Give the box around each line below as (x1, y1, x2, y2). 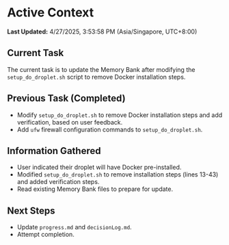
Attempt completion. (16, 231, 75, 239)
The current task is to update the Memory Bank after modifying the (7, 65, 196, 73)
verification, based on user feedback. (16, 118, 123, 126)
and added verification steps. (16, 178, 100, 186)
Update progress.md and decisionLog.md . (16, 223, 132, 231)
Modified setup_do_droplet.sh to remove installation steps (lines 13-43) (16, 170, 219, 179)
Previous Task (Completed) (7, 92, 126, 104)
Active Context (7, 5, 94, 21)
